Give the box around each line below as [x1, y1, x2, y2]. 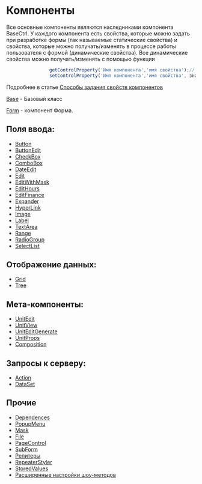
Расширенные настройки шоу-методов [14, 471, 116, 478]
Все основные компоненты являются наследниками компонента [6, 23, 174, 31]
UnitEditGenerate [14, 328, 58, 335]
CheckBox [14, 153, 41, 160]
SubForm [14, 446, 38, 453]
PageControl [14, 439, 46, 446]
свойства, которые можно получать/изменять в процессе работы [6, 43, 176, 50]
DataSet [14, 380, 35, 387]
